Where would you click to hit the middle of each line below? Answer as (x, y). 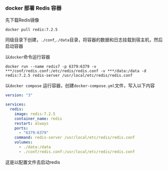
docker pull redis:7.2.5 (31, 30)
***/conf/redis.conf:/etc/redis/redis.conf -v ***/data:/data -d (76, 71)
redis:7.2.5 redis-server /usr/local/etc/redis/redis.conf (69, 76)
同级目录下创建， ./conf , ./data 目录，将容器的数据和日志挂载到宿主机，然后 (84, 40)
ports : (21, 128)
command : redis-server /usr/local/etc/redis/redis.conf (75, 138)
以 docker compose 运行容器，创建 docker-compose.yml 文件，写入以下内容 (80, 86)
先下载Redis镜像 (22, 20)
